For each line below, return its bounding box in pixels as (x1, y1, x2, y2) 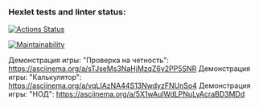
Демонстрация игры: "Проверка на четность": (8, 55, 169, 65)
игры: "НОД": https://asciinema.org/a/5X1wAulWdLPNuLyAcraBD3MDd (8, 89, 245, 99)
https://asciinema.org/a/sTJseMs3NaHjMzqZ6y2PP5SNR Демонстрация (8, 64, 251, 73)
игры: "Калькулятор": (8, 73, 82, 82)
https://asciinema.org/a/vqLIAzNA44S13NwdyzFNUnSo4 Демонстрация (8, 81, 251, 90)
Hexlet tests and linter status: (8, 6, 126, 18)
